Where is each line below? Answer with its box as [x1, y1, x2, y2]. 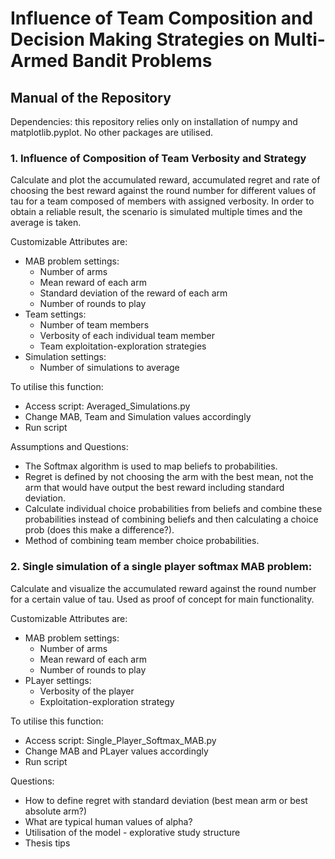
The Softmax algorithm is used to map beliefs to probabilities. [24, 460, 278, 472]
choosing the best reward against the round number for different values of [10, 185, 317, 197]
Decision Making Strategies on [10, 28, 270, 51]
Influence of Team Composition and [10, 7, 314, 30]
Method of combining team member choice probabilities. [24, 535, 260, 547]
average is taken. [10, 217, 82, 229]
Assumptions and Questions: [10, 441, 129, 453]
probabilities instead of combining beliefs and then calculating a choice [24, 513, 319, 526]
